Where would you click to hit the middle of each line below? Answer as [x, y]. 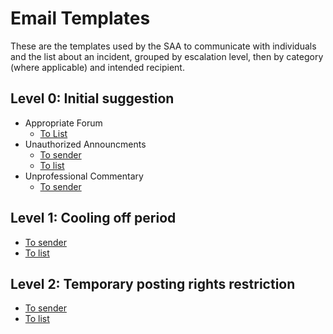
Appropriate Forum [63, 123]
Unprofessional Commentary [84, 176]
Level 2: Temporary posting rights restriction [153, 283]
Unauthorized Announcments [85, 144]
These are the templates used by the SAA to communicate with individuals [163, 46]
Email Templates [80, 18]
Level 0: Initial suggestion [92, 98]
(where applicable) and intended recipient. [97, 67]
